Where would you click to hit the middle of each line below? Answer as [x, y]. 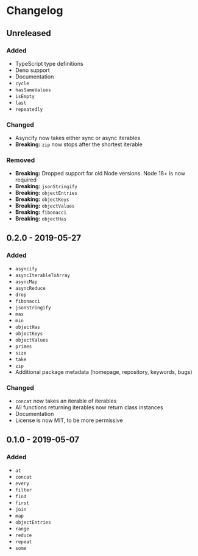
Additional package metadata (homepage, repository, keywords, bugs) [104, 372]
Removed [21, 160]
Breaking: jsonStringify [46, 186]
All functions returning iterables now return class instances [89, 407]
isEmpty [25, 96]
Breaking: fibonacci [41, 212]
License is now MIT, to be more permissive [69, 420]
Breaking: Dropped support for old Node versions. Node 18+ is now [100, 174]
